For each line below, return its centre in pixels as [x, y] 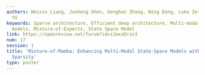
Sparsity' [24, 57]
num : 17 [16, 40]
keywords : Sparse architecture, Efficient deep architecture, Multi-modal [103, 23]
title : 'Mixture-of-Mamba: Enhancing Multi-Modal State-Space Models [97, 51]
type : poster [23, 62]
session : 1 [20, 46]
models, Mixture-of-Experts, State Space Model [74, 29]
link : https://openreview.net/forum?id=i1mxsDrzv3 [72, 34]
